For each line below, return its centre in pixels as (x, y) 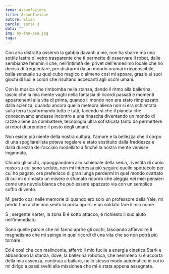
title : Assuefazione (27, 15)
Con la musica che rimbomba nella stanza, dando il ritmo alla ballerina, (79, 89)
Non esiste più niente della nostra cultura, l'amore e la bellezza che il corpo (83, 136)
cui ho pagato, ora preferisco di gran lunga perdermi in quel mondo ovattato (84, 173)
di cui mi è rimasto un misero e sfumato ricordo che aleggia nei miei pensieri (84, 178)
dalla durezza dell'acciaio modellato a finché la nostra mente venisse (77, 147)
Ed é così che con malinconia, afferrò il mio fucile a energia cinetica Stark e (83, 250)
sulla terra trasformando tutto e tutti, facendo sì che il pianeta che (73, 110)
